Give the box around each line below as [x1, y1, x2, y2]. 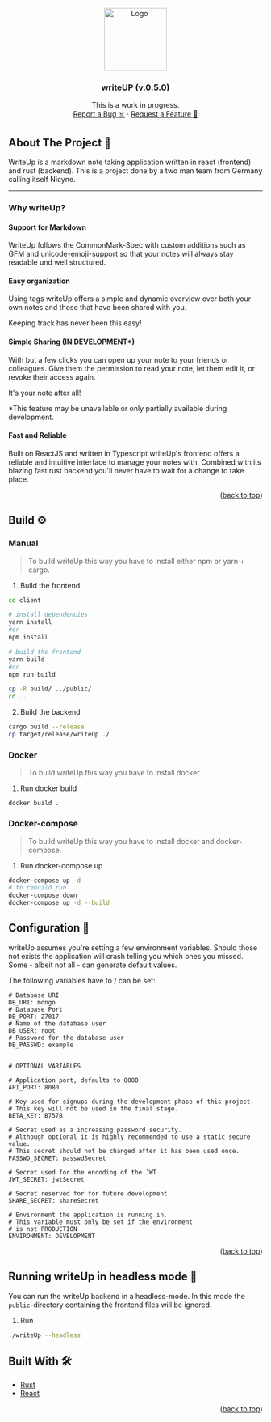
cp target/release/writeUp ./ [8, 731, 110, 739]
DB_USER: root [8, 1026, 56, 1034]
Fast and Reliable [8, 431, 67, 440]
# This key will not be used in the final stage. [8, 1104, 179, 1113]
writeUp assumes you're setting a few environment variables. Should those [8, 942, 258, 953]
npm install [8, 634, 48, 642]
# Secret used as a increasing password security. [8, 1126, 182, 1134]
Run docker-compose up [19, 860, 103, 870]
